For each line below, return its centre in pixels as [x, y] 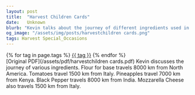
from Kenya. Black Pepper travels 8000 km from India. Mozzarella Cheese [95, 80]
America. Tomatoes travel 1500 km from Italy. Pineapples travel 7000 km [93, 74]
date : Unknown [26, 22]
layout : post [22, 11]
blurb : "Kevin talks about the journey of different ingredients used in [98, 28]
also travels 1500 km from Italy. [43, 86]
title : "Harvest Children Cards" [48, 17]
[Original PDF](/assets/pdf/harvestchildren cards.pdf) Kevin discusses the [95, 61]
